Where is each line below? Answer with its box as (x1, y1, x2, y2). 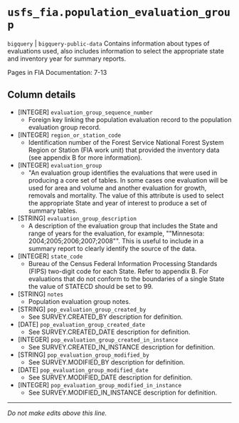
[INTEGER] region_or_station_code (17, 131, 122, 139)
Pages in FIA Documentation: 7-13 (7, 68, 107, 76)
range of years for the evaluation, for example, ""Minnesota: (28, 229, 205, 238)
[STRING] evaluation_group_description (17, 213, 137, 223)
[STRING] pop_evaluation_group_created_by (17, 305, 147, 313)
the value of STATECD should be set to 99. (28, 282, 154, 290)
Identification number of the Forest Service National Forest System (28, 138, 224, 146)
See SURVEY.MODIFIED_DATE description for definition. (28, 373, 193, 382)
